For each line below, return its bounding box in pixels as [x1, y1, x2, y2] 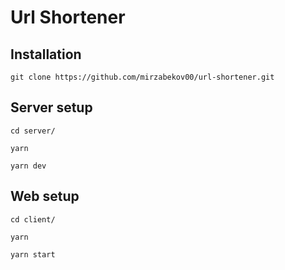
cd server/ [10, 126, 56, 136]
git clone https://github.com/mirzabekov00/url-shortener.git [10, 72, 275, 82]
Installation [10, 46, 82, 63]
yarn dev [10, 161, 47, 171]
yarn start [10, 249, 56, 260]
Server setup [10, 99, 93, 116]
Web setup [10, 188, 80, 205]
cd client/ [10, 214, 56, 225]
